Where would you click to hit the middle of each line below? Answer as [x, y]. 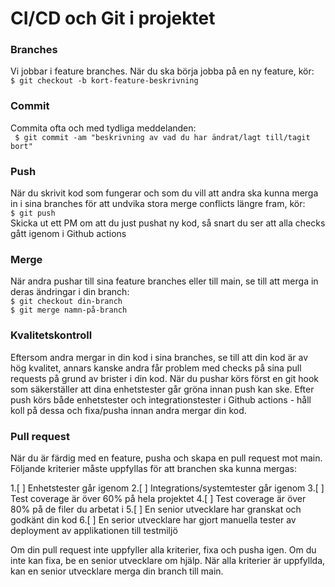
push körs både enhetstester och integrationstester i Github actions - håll [161, 399]
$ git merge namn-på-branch [69, 310]
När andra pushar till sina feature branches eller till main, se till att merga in [164, 281]
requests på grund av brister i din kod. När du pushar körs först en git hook [164, 378]
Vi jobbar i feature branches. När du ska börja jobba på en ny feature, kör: [162, 71]
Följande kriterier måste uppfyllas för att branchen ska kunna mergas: [153, 468]
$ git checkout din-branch [66, 302]
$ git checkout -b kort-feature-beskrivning [104, 81]
